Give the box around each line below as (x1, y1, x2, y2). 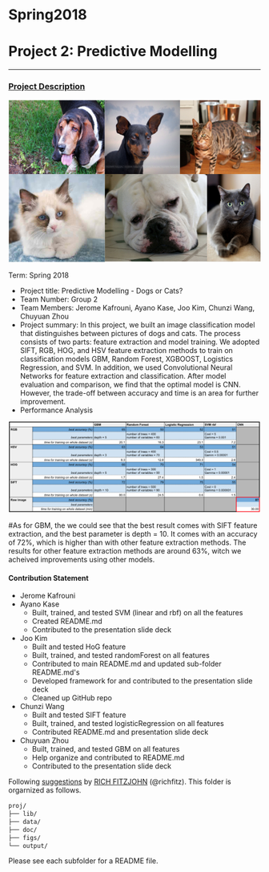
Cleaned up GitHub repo (31, 693, 112, 703)
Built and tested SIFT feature (31, 710, 126, 720)
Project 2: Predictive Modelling (8, 43, 218, 61)
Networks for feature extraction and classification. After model (19, 371, 227, 380)
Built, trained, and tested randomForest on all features (31, 651, 210, 660)
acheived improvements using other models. (8, 555, 155, 565)
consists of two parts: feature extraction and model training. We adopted (19, 337, 260, 347)
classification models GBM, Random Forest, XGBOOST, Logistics (19, 354, 234, 363)
